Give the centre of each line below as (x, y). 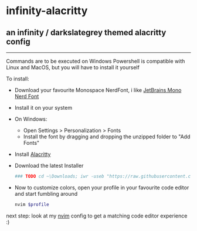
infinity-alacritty (47, 11)
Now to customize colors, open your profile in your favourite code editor (102, 187)
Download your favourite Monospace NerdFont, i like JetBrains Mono (98, 90)
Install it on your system (43, 108)
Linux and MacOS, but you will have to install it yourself (73, 67)
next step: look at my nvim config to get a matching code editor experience (97, 216)
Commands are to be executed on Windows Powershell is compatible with (96, 61)
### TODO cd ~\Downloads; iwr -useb (59, 176)
